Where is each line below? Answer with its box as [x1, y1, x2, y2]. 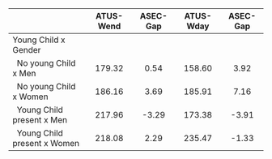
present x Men [12, 114, 67, 125]
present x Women [12, 138, 80, 148]
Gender [12, 45, 41, 55]
